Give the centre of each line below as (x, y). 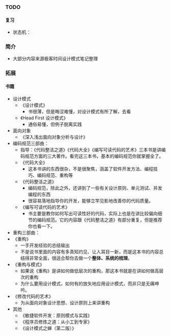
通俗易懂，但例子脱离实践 (55, 124)
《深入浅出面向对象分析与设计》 (54, 137)
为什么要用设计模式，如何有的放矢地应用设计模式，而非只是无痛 (87, 283)
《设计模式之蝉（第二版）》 (48, 328)
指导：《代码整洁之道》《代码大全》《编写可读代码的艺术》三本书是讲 (91, 149)
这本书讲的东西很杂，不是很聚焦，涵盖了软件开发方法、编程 (91, 169)
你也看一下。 (41, 226)
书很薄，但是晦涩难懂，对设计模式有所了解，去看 (79, 111)
